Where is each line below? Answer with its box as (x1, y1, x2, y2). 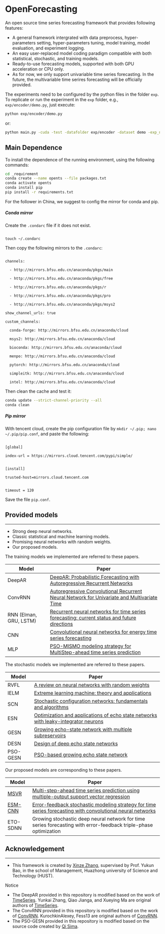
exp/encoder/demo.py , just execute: (5, 102, 75, 108)
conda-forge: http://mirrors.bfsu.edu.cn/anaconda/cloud (9, 328, 129, 333)
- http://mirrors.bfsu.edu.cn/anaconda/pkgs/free (9, 276, 113, 281)
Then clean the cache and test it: (5, 388, 72, 394)
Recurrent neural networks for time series (50, 608, 146, 615)
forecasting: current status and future (50, 614, 137, 621)
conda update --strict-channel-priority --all (5, 398, 102, 403)
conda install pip (5, 185, 43, 190)
